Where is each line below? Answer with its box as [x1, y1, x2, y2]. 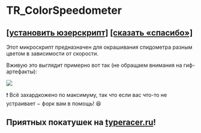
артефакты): [6, 68, 38, 75]
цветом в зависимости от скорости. [6, 50, 99, 57]
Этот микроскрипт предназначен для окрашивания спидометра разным [6, 43, 193, 51]
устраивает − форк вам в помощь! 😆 [6, 100, 102, 107]
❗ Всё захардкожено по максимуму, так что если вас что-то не [6, 91, 167, 98]
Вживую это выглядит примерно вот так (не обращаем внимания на [6, 61, 182, 69]
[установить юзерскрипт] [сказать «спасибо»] [6, 28, 193, 38]
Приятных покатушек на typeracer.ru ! [6, 117, 156, 128]
